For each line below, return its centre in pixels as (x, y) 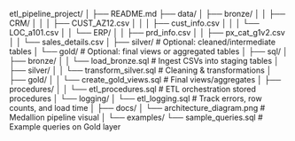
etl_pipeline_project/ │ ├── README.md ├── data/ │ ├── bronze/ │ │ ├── (147, 14)
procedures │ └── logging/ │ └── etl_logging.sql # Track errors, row (136, 98)
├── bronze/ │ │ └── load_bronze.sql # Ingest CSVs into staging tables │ (144, 61)
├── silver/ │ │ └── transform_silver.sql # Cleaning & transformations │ (140, 70)
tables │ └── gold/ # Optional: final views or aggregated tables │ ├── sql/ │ (149, 51)
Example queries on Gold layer (65, 127)
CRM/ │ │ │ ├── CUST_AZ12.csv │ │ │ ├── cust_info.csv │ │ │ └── (134, 23)
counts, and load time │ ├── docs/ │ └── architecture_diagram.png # (137, 108)
